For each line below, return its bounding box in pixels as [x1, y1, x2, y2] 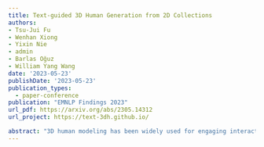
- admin [8, 48, 34, 56]
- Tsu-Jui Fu [8, 26, 51, 34]
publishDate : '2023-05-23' [8, 77, 97, 84]
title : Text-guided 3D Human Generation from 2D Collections [8, 11, 213, 20]
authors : [8, 19, 37, 27]
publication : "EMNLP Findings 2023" [8, 99, 128, 106]
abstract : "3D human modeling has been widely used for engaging [8, 127, 226, 135]
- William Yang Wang [8, 63, 76, 70]
